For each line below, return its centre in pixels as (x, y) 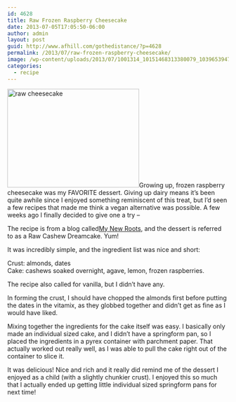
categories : (25, 66)
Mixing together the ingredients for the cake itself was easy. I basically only (117, 326)
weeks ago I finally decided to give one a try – (74, 215)
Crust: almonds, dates (39, 263)
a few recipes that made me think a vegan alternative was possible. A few (114, 207)
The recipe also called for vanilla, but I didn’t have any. (86, 284)
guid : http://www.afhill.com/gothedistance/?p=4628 (84, 46)
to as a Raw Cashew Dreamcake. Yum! (63, 236)
